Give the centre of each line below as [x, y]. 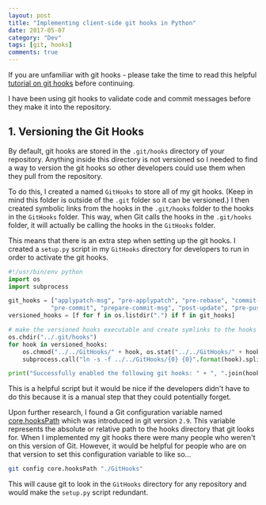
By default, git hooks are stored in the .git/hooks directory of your [116, 150]
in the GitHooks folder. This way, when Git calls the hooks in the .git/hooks [130, 216]
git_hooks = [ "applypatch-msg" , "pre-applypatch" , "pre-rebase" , [118, 301]
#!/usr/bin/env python [46, 271]
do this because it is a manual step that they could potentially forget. [120, 397]
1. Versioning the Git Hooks [76, 132]
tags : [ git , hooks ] [40, 45]
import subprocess [38, 287]
